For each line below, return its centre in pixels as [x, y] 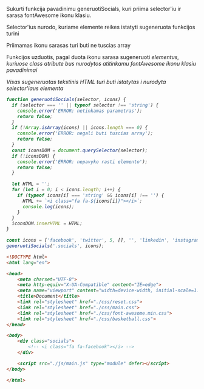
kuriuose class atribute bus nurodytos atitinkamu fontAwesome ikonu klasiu [101, 64]
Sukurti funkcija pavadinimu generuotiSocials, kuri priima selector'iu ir [94, 9]
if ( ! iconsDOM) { [34, 156]
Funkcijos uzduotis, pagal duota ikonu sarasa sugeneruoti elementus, [93, 57]
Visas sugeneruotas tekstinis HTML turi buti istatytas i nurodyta [86, 82]
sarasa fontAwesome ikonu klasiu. [49, 15]
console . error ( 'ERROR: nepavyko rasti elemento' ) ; [83, 162]
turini [13, 33]
